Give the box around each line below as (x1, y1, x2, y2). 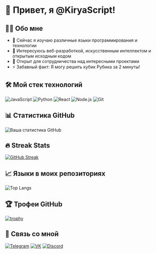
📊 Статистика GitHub (5, 111, 75, 120)
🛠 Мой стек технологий (5, 81, 83, 89)
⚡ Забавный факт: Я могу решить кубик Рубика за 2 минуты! (12, 64, 140, 70)
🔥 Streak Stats (5, 141, 50, 150)
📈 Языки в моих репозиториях (5, 169, 106, 178)
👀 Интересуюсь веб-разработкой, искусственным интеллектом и (12, 48, 152, 53)
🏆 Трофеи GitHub (5, 200, 63, 208)
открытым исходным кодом (12, 53, 72, 59)
